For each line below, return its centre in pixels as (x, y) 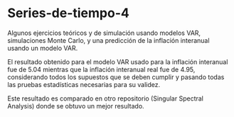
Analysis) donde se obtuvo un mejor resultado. (76, 106)
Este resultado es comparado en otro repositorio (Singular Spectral (106, 98)
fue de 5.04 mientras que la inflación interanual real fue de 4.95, (101, 69)
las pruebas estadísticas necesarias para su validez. (84, 84)
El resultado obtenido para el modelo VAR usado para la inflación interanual (118, 61)
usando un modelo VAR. (43, 48)
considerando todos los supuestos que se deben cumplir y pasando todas (116, 77)
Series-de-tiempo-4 (68, 13)
